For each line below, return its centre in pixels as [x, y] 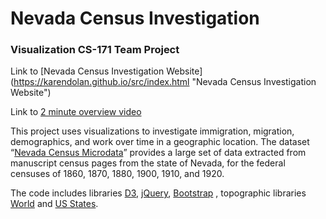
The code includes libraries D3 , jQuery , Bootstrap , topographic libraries [158, 193]
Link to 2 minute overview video [76, 112]
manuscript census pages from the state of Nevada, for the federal [148, 163]
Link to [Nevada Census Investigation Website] [106, 71]
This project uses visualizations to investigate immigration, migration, [152, 131]
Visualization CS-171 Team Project [95, 50]
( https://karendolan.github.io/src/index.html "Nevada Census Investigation [163, 82]
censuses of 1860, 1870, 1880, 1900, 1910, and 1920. [117, 174]
